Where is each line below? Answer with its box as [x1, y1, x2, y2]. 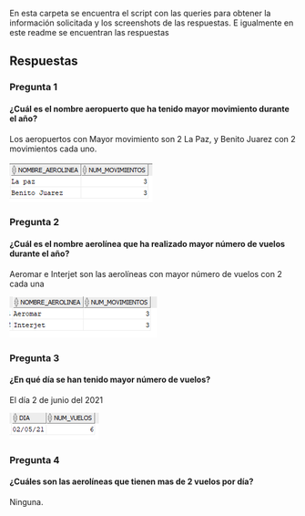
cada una [9, 278, 45, 289]
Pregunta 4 [9, 453, 60, 466]
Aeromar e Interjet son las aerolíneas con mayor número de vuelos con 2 [9, 268, 282, 279]
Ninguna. [9, 496, 44, 507]
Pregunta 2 [9, 216, 60, 229]
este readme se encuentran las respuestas [9, 27, 170, 37]
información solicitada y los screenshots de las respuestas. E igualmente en [9, 17, 294, 28]
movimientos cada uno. [9, 143, 97, 154]
